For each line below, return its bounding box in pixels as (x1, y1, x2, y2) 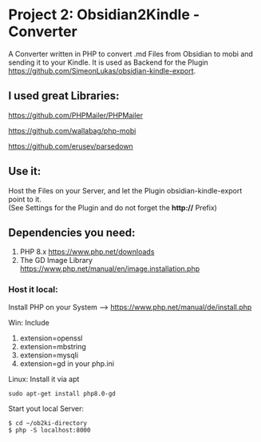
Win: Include (8, 317, 49, 327)
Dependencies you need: (8, 225, 136, 239)
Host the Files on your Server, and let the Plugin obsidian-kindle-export (8, 185, 243, 195)
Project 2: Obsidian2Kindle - (8, 6, 200, 24)
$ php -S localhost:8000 (8, 426, 91, 434)
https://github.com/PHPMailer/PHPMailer (8, 110, 144, 120)
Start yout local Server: (8, 404, 85, 413)
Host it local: (8, 284, 58, 295)
